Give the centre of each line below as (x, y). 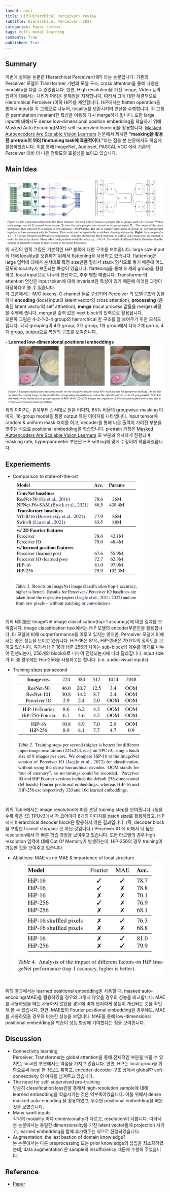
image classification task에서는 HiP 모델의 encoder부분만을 (85, 628)
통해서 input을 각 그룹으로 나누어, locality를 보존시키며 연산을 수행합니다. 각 (80, 109)
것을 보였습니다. (28, 1107)
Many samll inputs (31, 1112)
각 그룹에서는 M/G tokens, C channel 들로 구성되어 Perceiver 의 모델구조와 (80, 294)
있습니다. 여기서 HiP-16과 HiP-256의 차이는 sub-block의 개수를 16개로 (84, 647)
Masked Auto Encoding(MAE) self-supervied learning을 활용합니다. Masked (83, 127)
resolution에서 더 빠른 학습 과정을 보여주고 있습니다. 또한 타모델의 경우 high (80, 835)
